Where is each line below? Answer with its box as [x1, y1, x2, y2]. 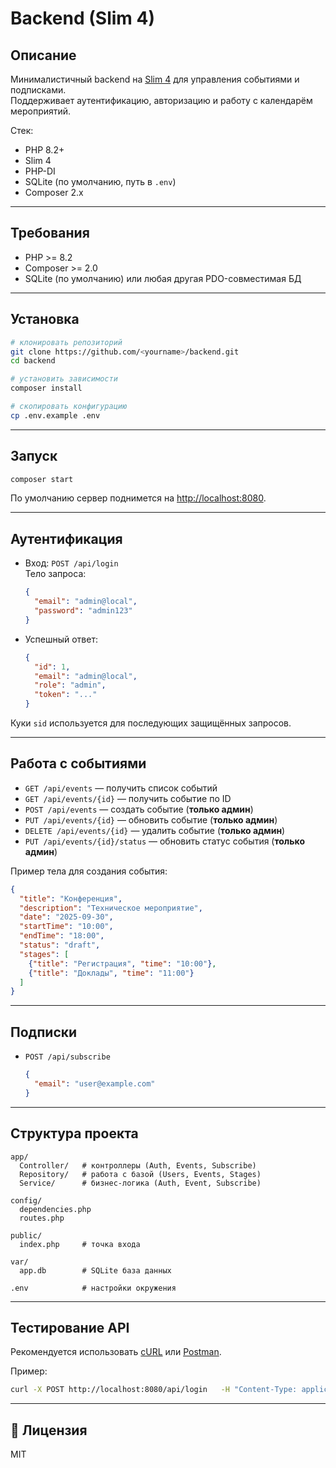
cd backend [10, 356, 56, 366]
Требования [10, 225, 90, 242]
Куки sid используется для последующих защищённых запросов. [10, 717, 292, 729]
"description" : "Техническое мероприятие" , [19, 903, 203, 913]
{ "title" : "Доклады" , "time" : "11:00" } [28, 968, 195, 978]
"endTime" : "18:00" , [19, 931, 105, 941]
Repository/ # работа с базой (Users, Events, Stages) [19, 1169, 262, 1179]
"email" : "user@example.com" [34, 1079, 156, 1089]
